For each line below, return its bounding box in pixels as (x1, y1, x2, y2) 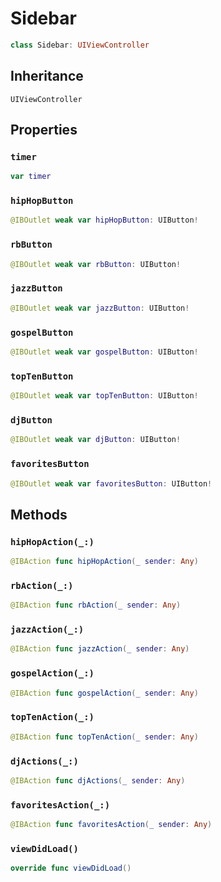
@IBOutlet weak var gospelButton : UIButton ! (10, 347, 199, 357)
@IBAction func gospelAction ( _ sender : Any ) (10, 688, 199, 698)
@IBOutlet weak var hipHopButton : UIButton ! (10, 215, 199, 226)
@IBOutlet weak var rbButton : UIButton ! (10, 259, 182, 269)
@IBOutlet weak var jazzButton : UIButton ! (10, 303, 190, 313)
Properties (10, 122, 78, 139)
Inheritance (10, 68, 84, 85)
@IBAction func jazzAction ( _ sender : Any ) (10, 644, 190, 654)
